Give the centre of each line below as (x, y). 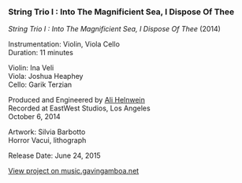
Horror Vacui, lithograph (47, 140)
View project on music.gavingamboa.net (74, 171)
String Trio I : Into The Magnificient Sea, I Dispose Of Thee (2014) (114, 29)
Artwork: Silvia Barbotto (47, 132)
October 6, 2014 (34, 117)
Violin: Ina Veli (31, 68)
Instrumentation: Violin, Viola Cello (64, 44)
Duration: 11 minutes (41, 53)
